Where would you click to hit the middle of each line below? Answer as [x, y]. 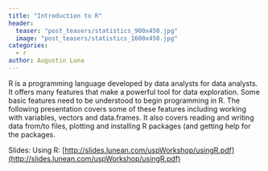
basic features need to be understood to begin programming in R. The [124, 100]
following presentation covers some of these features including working [128, 108]
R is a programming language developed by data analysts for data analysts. [133, 83]
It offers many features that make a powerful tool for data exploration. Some [134, 92]
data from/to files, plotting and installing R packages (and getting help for [130, 126]
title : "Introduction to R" [56, 16]
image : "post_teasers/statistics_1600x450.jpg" [97, 38]
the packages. [32, 134]
